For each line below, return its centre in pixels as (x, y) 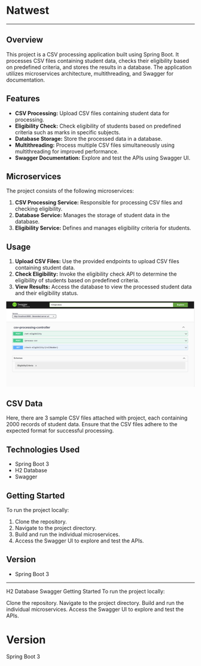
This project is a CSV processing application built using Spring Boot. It (93, 54)
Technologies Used (43, 449)
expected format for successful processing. (60, 431)
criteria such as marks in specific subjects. (68, 132)
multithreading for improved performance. (67, 151)
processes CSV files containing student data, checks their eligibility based (98, 61)
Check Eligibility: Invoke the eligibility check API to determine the (96, 274)
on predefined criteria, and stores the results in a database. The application (99, 67)
